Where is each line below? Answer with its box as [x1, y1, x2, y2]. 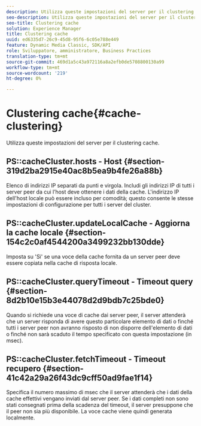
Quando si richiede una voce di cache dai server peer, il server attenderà [6, 311, 186, 318]
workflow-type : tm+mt [6, 64, 60, 71]
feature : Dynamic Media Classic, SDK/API [6, 43, 111, 49]
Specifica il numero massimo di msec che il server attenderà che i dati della [6, 389, 193, 396]
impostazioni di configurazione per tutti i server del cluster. [6, 201, 151, 208]
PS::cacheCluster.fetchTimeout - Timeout [6, 354, 166, 364]
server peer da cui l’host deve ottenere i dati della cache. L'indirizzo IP [6, 188, 179, 195]
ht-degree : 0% [6, 75, 42, 81]
